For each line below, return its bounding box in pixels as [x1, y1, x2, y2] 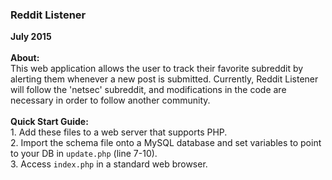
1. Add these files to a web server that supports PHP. [10, 126, 228, 138]
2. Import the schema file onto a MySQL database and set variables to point [10, 137, 322, 149]
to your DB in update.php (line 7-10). [10, 148, 158, 160]
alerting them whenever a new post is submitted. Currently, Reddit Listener [10, 73, 319, 85]
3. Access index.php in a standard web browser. [10, 158, 208, 170]
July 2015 [10, 31, 52, 43]
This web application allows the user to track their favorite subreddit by [10, 63, 304, 75]
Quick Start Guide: [10, 116, 89, 128]
